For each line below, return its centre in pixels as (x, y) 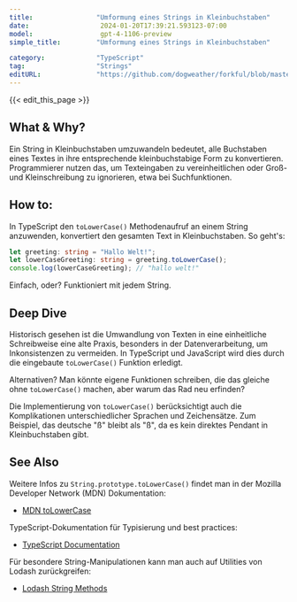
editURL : (25, 75)
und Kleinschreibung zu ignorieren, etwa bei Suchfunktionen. (121, 177)
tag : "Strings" (71, 66)
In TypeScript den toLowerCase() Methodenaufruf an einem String (129, 226)
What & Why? (47, 128)
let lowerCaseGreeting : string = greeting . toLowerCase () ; (118, 260)
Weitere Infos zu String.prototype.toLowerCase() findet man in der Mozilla (145, 483)
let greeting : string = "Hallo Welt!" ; (83, 252)
